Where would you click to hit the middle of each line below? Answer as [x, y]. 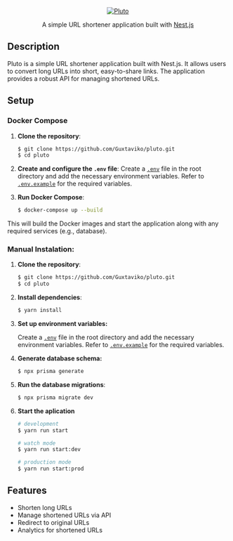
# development [38, 424]
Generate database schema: [60, 358]
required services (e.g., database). [57, 231]
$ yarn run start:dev [49, 450]
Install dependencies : [49, 297]
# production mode [44, 462]
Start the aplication [46, 411]
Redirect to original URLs [53, 522]
